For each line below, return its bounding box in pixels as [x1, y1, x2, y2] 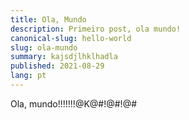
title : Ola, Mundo [10, 14, 87, 25]
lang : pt [10, 71, 47, 81]
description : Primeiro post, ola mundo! [10, 24, 182, 34]
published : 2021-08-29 [10, 61, 105, 71]
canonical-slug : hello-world [10, 33, 132, 43]
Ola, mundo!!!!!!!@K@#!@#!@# [10, 97, 138, 110]
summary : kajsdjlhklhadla [10, 52, 118, 62]
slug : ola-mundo [10, 42, 78, 53]
